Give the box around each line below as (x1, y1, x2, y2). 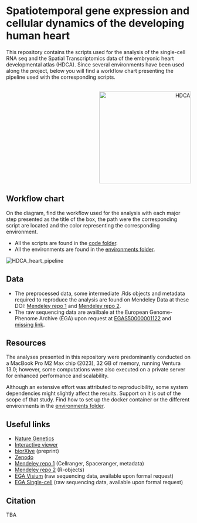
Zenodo (14, 454, 34, 461)
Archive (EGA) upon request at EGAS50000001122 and (39, 314, 172, 321)
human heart (6, 29, 70, 42)
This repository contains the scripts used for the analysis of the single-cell (6, 48, 186, 55)
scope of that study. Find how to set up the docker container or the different (6, 396, 190, 403)
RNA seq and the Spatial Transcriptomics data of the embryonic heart (6, 55, 174, 62)
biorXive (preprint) (14, 448, 60, 455)
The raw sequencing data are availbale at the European (14, 309, 148, 316)
